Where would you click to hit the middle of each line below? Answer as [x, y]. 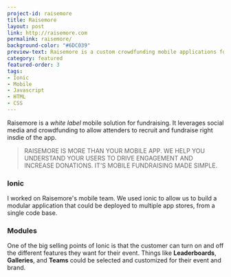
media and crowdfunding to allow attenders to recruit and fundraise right [110, 130]
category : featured [35, 59]
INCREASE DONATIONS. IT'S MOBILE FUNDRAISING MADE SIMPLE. [121, 165]
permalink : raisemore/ [40, 39]
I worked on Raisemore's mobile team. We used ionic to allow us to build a [112, 198]
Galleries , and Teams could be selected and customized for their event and [114, 260]
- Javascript [26, 90]
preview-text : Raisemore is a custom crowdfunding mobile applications [112, 52]
